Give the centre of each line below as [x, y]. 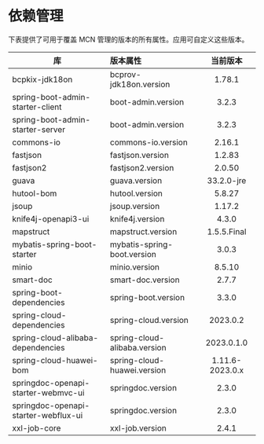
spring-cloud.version [149, 320]
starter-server [38, 129]
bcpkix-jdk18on [42, 79]
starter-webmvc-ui [48, 392]
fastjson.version [139, 155]
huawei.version [138, 370]
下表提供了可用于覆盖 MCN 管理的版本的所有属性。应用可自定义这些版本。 [128, 39]
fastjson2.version [142, 167]
